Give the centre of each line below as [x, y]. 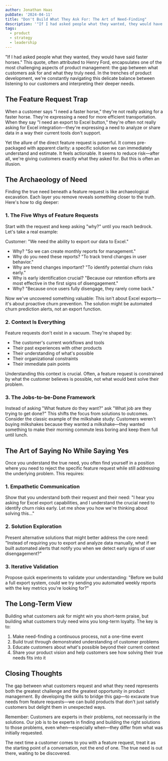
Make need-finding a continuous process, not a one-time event [78, 636]
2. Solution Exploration [33, 526]
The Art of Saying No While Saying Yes [67, 451]
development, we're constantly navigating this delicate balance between [80, 78]
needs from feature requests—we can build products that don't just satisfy [82, 702]
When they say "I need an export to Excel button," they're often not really [81, 122]
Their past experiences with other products [57, 348]
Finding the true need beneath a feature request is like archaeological [77, 192]
